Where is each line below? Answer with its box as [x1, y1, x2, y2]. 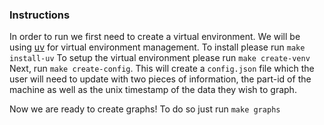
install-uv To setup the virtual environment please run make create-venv [9, 52, 311, 64]
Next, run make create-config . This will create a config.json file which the [9, 63, 315, 75]
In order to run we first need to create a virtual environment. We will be [9, 31, 301, 43]
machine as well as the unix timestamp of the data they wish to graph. [9, 84, 297, 96]
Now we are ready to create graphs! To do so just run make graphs [9, 103, 281, 115]
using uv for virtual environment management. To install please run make [9, 41, 306, 53]
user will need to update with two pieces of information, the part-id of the [9, 73, 312, 85]
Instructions [9, 8, 71, 22]
